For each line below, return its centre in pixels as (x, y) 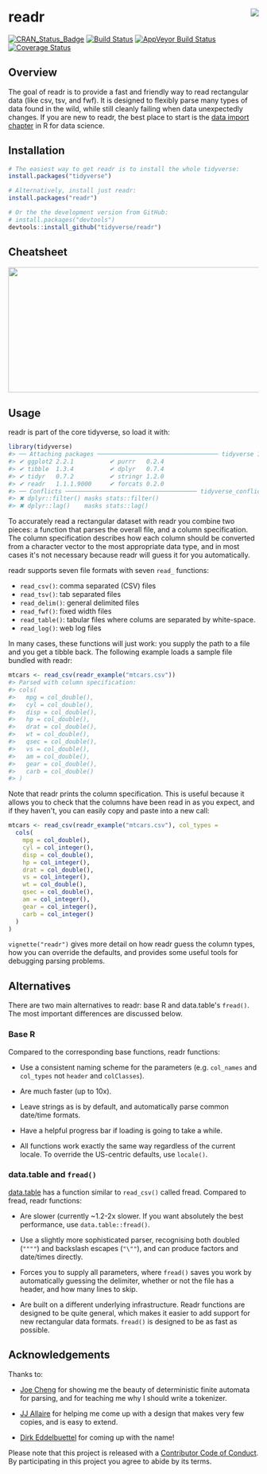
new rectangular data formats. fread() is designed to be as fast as (128, 1321)
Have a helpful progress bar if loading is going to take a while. (121, 1130)
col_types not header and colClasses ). (82, 1075)
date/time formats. (50, 1115)
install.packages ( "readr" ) (53, 198)
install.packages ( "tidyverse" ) (60, 176)
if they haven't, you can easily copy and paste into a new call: (109, 811)
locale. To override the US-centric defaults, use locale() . (114, 1154)
